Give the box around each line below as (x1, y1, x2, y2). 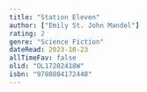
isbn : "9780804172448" (9, 70, 92, 79)
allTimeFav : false (9, 53, 77, 62)
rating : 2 (9, 29, 46, 38)
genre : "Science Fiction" (9, 37, 104, 46)
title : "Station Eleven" (9, 12, 100, 22)
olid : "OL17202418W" (9, 62, 85, 71)
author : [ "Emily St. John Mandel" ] (9, 21, 140, 30)
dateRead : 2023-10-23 (9, 46, 89, 54)
